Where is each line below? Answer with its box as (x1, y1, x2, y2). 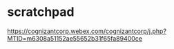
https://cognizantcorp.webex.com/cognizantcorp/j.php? (7, 27, 167, 35)
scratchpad (7, 4, 75, 20)
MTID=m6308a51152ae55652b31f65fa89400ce (7, 34, 143, 42)
